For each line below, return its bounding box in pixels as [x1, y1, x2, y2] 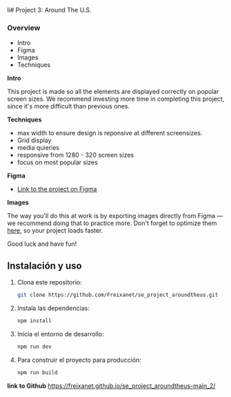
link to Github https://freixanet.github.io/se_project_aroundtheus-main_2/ [7, 381, 216, 389]
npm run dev [17, 343, 52, 350]
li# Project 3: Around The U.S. [7, 6, 92, 14]
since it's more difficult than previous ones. [7, 102, 130, 110]
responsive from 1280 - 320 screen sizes [17, 151, 134, 159]
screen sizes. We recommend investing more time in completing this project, [7, 95, 225, 103]
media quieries [17, 144, 60, 152]
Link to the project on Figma [17, 185, 97, 193]
